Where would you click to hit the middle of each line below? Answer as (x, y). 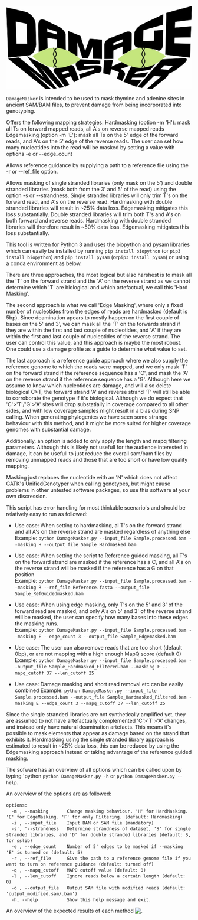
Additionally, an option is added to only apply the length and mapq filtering (97, 441)
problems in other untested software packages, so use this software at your (98, 490)
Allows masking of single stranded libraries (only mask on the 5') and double (99, 183)
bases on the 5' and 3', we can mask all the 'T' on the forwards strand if (93, 324)
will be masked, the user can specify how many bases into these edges (101, 618)
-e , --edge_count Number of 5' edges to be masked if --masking (97, 847)
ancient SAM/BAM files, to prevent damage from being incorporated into (94, 105)
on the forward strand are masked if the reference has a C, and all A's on (103, 562)
